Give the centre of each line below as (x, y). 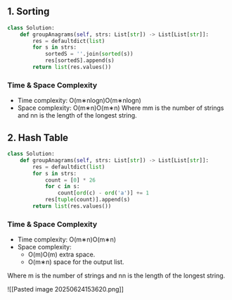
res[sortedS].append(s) (79, 61)
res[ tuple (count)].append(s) (88, 200)
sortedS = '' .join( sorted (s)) (89, 54)
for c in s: (62, 187)
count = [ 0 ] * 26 (70, 180)
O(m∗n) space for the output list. (76, 262)
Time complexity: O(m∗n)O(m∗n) (67, 239)
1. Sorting (28, 12)
